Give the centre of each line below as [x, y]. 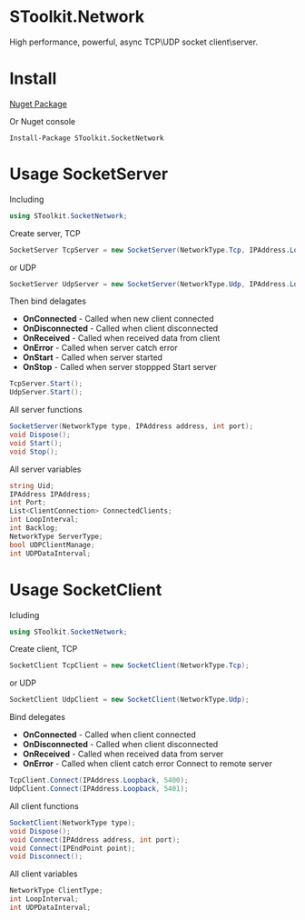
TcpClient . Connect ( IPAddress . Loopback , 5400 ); [99, 780]
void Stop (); [34, 452]
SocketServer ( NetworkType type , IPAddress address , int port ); [132, 426]
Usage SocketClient [86, 590]
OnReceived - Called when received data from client [121, 338]
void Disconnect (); [46, 856]
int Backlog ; [34, 528]
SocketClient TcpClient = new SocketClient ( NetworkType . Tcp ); [129, 665]
